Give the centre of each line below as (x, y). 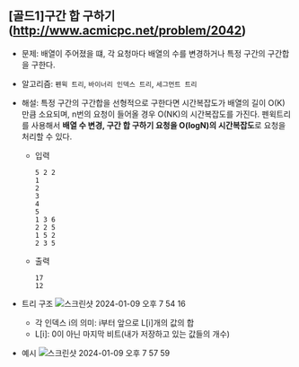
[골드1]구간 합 (44, 16)
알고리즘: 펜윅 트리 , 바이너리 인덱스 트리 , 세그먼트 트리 (109, 83)
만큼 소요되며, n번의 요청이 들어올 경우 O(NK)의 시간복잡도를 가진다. (141, 114)
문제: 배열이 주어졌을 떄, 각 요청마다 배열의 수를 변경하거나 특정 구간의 (143, 53)
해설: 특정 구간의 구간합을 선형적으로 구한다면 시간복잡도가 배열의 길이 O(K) (153, 102)
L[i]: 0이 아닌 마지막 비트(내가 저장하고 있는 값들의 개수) (132, 334)
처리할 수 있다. (47, 136)
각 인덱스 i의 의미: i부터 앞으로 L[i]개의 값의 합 (114, 322)
